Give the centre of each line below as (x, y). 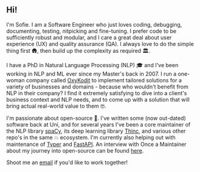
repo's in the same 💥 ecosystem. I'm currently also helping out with (91, 137)
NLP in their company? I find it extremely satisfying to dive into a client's (97, 93)
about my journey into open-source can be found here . (75, 150)
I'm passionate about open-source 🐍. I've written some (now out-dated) (96, 118)
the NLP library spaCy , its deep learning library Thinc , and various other (96, 131)
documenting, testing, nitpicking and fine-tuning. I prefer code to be (91, 31)
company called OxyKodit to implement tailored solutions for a (104, 80)
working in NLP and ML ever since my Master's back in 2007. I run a (91, 74)
